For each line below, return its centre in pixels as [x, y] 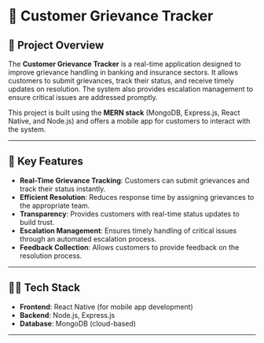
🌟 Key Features [46, 162]
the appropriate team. [55, 205]
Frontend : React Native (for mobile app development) [106, 307]
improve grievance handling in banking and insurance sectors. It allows [123, 72]
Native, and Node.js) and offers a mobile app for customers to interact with [129, 121]
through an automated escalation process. [88, 238]
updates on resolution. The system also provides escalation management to [131, 89]
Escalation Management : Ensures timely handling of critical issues [128, 231]
